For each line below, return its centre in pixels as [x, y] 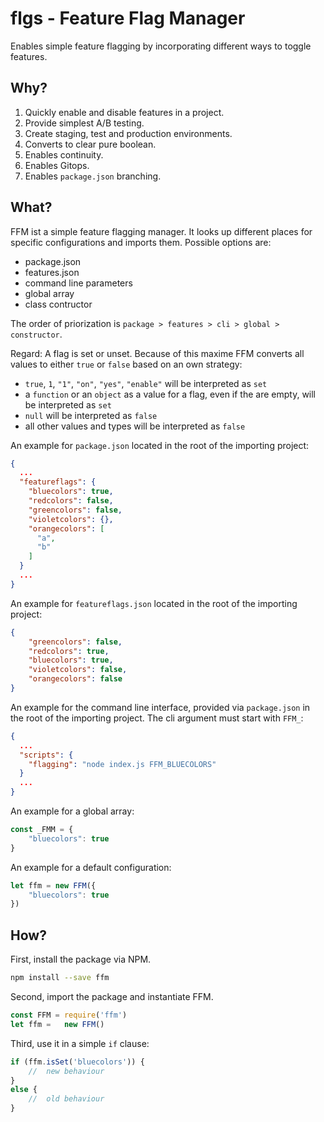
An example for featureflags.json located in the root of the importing [154, 603]
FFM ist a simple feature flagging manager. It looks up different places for [161, 231]
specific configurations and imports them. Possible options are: [141, 242]
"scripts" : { [46, 755]
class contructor [58, 304]
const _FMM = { [42, 830]
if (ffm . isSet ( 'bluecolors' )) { [77, 1062]
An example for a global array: [72, 811]
